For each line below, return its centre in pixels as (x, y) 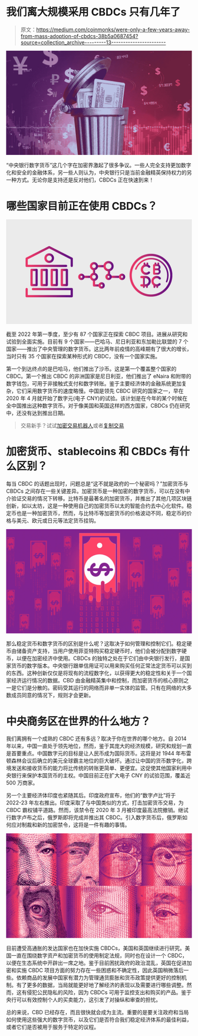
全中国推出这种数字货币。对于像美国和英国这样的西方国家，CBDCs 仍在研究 (98, 405)
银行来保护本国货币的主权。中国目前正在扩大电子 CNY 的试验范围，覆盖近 (101, 776)
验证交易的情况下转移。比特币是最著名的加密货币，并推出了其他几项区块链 (101, 498)
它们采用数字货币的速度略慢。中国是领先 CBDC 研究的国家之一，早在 (100, 391)
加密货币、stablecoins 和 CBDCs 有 (93, 452)
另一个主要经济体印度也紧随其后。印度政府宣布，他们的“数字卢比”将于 (91, 796)
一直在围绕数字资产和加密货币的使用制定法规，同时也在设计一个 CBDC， (99, 955)
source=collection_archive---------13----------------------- (93, 42)
